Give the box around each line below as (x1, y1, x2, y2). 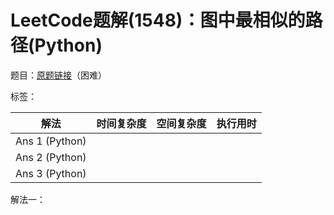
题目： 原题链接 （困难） (10, 69, 107, 81)
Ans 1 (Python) (15, 134, 87, 148)
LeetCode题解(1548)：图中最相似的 (10, 9, 306, 32)
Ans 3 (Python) (15, 166, 87, 180)
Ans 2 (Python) (15, 150, 87, 164)
